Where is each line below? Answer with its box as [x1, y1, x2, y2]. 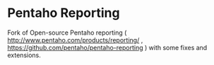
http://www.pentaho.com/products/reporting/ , [7, 35, 143, 44]
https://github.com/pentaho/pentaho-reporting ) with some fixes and [7, 43, 208, 52]
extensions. [7, 51, 41, 59]
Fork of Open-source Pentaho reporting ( [7, 28, 127, 37]
